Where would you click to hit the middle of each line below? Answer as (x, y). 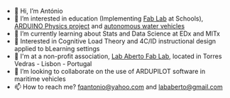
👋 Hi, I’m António (38, 11)
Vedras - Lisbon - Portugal (53, 64)
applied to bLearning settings (57, 49)
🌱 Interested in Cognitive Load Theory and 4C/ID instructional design (115, 41)
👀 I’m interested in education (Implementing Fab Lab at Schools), (109, 18)
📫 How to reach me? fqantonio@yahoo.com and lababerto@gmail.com (118, 87)
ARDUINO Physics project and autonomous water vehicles (99, 26)
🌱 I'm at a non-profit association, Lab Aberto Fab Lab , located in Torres (118, 56)
